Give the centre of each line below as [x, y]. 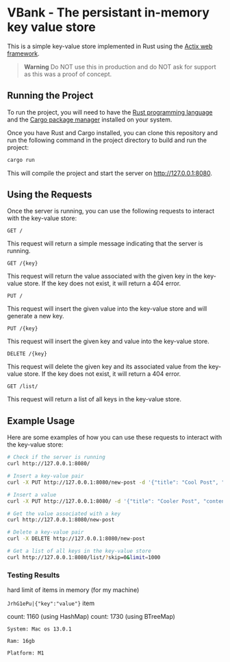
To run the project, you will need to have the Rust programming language [110, 112]
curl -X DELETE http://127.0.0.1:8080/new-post [76, 539]
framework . [23, 54]
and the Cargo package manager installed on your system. [90, 119]
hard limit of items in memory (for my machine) [73, 590]
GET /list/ [23, 387]
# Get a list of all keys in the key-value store [79, 551]
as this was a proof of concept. [68, 74]
